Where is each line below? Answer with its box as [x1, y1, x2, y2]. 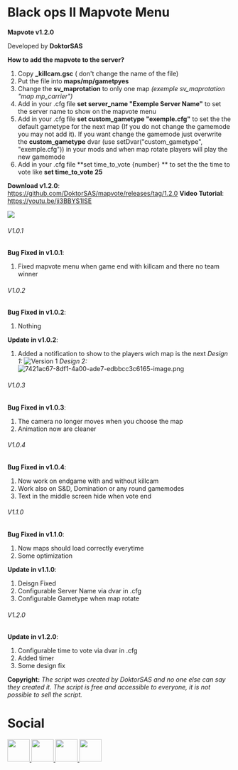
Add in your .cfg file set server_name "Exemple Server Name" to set [17, 99, 222, 108]
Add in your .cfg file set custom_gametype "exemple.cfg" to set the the [17, 115, 231, 123]
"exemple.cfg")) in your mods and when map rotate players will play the [17, 145, 228, 153]
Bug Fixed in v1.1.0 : [7, 530, 65, 539]
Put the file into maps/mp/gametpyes [17, 76, 129, 85]
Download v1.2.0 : [7, 181, 60, 189]
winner [17, 270, 38, 279]
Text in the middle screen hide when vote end [17, 491, 151, 500]
